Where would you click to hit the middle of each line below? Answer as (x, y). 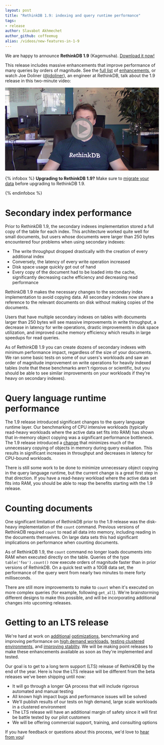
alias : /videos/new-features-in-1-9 (42, 41)
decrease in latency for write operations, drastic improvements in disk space (82, 328)
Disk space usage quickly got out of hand (54, 267)
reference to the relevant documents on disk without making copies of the (79, 302)
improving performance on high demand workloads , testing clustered (75, 642)
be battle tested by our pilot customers (51, 717)
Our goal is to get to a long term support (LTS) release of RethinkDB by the (80, 666)
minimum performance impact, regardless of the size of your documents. (79, 352)
